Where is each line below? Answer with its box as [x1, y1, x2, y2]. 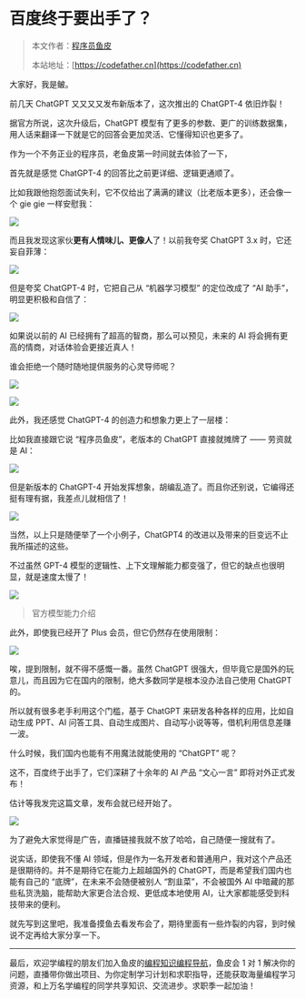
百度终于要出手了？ [9, 8, 153, 29]
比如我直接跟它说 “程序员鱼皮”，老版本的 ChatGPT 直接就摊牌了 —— [9, 433, 266, 444]
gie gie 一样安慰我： [19, 197, 95, 209]
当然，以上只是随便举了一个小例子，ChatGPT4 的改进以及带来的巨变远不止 [9, 529, 289, 540]
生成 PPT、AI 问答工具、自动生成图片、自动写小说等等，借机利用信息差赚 [16, 716, 292, 728]
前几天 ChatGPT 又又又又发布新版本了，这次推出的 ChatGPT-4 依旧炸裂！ [9, 97, 285, 109]
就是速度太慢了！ [25, 570, 89, 582]
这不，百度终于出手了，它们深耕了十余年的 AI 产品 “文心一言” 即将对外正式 [9, 766, 288, 778]
